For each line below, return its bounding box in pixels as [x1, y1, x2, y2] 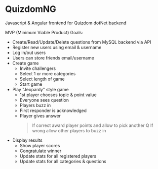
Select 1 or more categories [19, 70, 76, 76]
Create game [12, 60, 39, 66]
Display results [12, 137, 43, 143]
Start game [19, 81, 42, 87]
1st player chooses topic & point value [19, 92, 97, 98]
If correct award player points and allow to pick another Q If [32, 122, 154, 128]
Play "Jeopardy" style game [12, 86, 69, 92]
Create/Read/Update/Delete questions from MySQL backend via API [12, 39, 152, 45]
